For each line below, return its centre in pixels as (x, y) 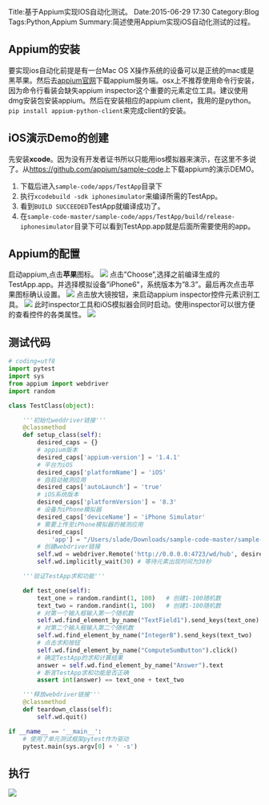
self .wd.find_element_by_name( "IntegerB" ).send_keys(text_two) (145, 636)
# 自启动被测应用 (62, 479)
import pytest (32, 369)
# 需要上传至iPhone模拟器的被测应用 (90, 524)
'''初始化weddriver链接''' (64, 420)
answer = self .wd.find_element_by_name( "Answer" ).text (130, 665)
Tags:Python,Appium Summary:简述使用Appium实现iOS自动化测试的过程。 (131, 22)
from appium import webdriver (59, 383)
